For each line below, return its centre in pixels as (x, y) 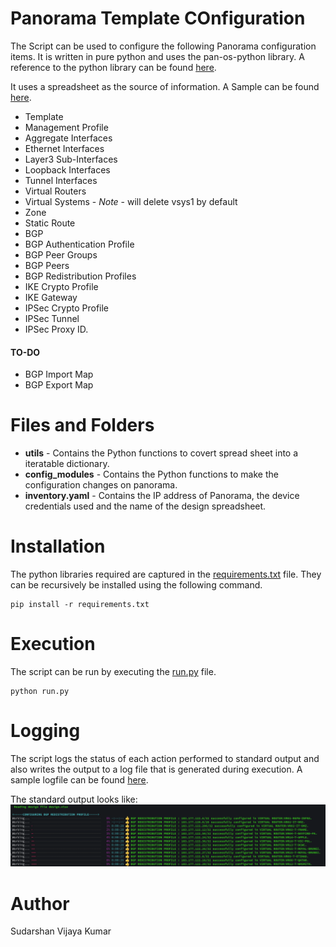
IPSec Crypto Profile (67, 308)
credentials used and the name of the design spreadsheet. (145, 506)
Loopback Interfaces (67, 169)
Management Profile (66, 127)
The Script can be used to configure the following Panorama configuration (163, 46)
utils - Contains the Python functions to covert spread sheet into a (161, 453)
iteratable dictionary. (67, 464)
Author (40, 903)
